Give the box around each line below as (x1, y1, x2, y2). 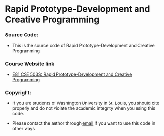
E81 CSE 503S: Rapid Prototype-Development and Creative (12, 71, 132, 77)
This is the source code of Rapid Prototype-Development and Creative (12, 43, 155, 49)
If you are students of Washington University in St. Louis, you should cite (12, 100, 160, 106)
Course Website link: (5, 60, 56, 67)
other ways (12, 126, 35, 132)
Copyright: (5, 89, 32, 96)
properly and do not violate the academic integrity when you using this (12, 105, 156, 111)
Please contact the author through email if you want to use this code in (12, 120, 156, 126)
